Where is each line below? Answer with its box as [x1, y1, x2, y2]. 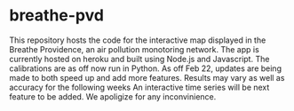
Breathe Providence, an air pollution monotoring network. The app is [9, 44, 259, 54]
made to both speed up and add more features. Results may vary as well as [9, 72, 285, 83]
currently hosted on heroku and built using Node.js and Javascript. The [9, 53, 270, 64]
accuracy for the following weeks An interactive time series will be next [9, 82, 270, 92]
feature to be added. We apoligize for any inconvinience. [9, 91, 217, 102]
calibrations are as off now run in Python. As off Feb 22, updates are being [9, 63, 282, 74]
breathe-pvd [9, 5, 105, 26]
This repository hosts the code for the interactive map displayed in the [9, 35, 266, 45]
